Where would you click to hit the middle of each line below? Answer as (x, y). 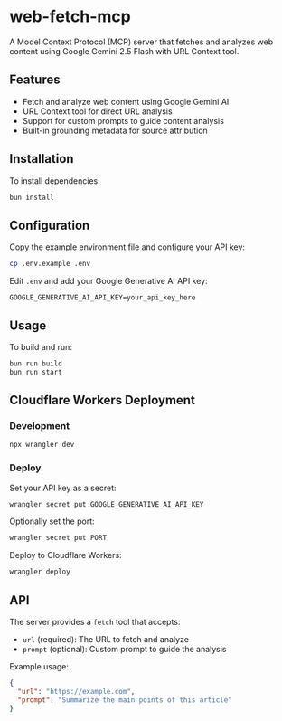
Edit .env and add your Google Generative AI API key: (108, 281)
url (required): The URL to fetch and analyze (106, 639)
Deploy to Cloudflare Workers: (66, 555)
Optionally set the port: (52, 521)
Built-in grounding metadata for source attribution (115, 130)
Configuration (50, 225)
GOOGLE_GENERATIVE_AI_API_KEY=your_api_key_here (103, 298)
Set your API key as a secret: (63, 488)
